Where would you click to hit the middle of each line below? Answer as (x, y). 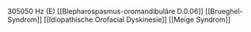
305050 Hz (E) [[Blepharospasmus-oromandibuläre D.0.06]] (105, 11)
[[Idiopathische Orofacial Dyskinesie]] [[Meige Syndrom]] (137, 20)
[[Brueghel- (224, 11)
